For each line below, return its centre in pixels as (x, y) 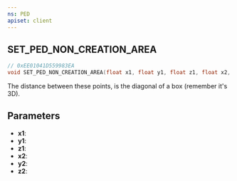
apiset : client (30, 21)
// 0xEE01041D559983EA (41, 66)
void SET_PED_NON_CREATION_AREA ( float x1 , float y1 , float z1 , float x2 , (119, 73)
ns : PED (19, 14)
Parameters (34, 116)
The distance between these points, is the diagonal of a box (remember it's (117, 86)
